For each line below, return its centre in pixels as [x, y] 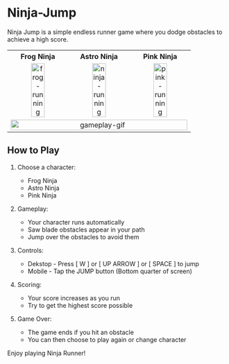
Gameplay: [33, 209]
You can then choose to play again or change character [107, 339]
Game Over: [34, 319]
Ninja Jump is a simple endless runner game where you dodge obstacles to [115, 32]
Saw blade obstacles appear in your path [86, 229]
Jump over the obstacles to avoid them [84, 236]
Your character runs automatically [76, 222]
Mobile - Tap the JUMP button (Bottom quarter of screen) [110, 271]
